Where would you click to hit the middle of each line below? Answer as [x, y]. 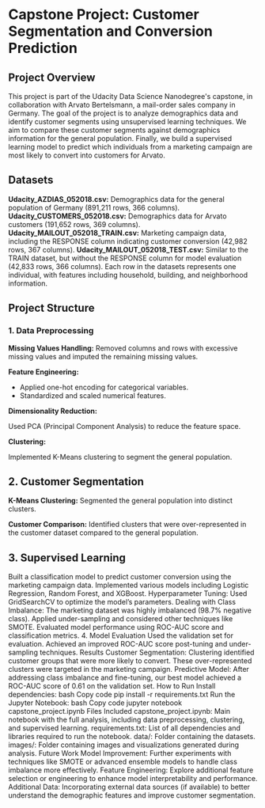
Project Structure [51, 308]
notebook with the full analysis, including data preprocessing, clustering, [127, 720]
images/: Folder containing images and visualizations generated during [124, 745]
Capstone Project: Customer [104, 15]
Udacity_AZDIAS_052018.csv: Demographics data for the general [117, 199]
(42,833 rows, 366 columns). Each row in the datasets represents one [122, 266]
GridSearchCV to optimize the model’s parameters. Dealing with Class [122, 602]
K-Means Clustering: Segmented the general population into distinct [121, 501]
